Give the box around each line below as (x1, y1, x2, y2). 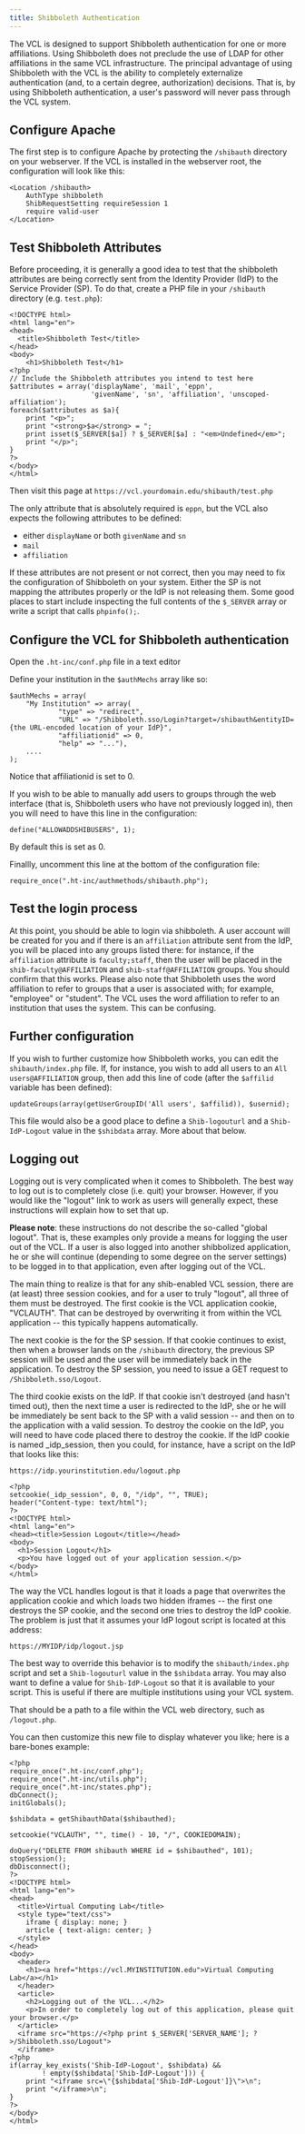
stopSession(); (9, 1854, 67, 1863)
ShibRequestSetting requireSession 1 (25, 199, 169, 209)
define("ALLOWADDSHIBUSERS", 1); (9, 826, 136, 835)
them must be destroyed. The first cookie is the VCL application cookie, (9, 1297, 277, 1308)
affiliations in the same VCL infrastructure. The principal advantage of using (9, 57, 293, 68)
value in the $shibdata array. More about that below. (52, 1125, 247, 1136)
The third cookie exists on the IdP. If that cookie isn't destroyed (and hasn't (9, 1391, 290, 1402)
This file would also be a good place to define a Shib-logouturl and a (9, 1115, 270, 1127)
